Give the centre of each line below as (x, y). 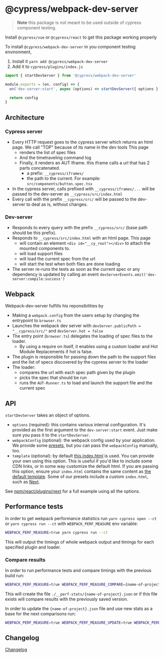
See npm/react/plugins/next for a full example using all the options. (73, 491)
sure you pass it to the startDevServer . (51, 435)
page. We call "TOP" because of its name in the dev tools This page (80, 147)
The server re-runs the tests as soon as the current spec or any (76, 269)
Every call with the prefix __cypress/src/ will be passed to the (74, 199)
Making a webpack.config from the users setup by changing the (76, 315)
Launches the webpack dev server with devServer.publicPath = (76, 326)
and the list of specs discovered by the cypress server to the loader (80, 362)
